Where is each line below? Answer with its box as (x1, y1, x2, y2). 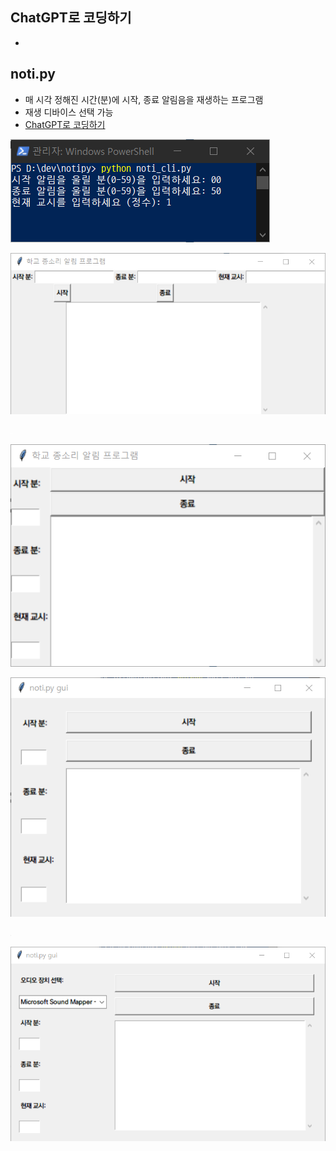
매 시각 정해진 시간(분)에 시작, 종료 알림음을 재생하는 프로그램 (24, 93, 264, 105)
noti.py (10, 66, 56, 83)
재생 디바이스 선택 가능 (24, 106, 114, 118)
